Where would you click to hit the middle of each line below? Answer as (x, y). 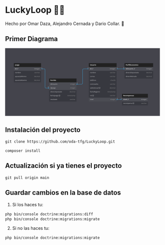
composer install (23, 151)
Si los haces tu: (27, 204)
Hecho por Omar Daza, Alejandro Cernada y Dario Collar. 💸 (65, 24)
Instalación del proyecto (43, 130)
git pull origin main (27, 178)
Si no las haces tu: (31, 228)
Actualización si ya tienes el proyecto (63, 166)
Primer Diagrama (31, 39)
